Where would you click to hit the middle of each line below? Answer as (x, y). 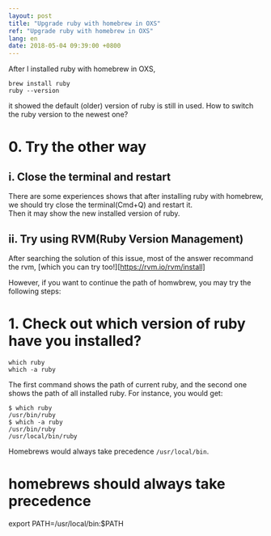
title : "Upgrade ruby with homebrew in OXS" (85, 23)
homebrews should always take (117, 484)
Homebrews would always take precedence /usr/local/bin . (109, 451)
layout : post (30, 16)
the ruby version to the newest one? (68, 115)
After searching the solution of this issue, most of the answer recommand (131, 258)
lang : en (23, 38)
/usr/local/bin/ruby (43, 436)
